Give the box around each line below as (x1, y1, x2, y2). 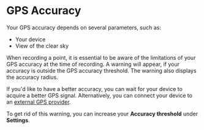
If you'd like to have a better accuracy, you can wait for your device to (6, 85, 183, 92)
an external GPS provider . (6, 98, 71, 106)
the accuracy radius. (6, 73, 58, 81)
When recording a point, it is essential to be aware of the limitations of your (6, 54, 196, 61)
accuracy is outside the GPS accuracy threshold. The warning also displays (6, 67, 197, 74)
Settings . (6, 117, 30, 124)
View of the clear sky (15, 42, 69, 49)
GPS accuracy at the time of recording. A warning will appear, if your (6, 60, 179, 68)
